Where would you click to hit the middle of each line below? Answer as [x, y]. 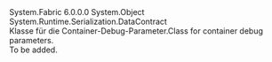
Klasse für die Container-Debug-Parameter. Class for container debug [136, 31]
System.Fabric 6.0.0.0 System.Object [77, 12]
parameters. [32, 40]
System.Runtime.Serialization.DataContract [88, 21]
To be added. [33, 50]
